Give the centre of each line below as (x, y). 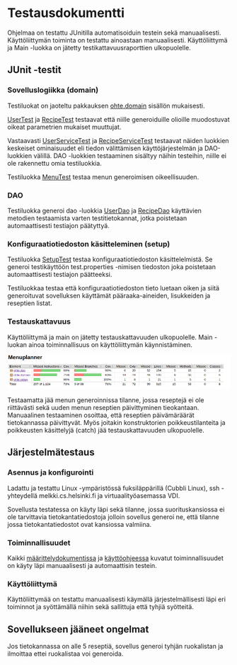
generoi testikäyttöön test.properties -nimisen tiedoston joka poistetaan (111, 267)
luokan (17, 344)
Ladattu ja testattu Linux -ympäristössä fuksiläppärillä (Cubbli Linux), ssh (114, 488)
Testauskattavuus (39, 322)
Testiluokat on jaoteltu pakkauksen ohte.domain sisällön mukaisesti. (106, 106)
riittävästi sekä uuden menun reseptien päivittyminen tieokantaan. (103, 407)
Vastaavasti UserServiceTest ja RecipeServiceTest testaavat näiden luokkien (118, 140)
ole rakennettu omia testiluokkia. (55, 163)
